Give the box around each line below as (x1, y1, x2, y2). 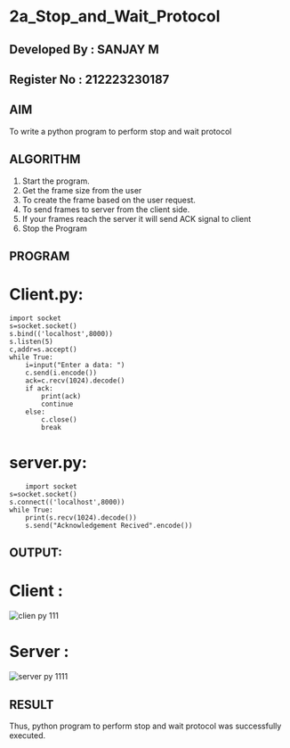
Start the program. (21, 176, 91, 186)
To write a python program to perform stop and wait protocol (9, 126, 232, 136)
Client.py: (9, 284, 84, 305)
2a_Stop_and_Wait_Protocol (9, 6, 221, 27)
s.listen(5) (9, 337, 53, 346)
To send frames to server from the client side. (21, 203, 190, 215)
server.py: (9, 453, 87, 473)
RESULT (9, 697, 54, 712)
